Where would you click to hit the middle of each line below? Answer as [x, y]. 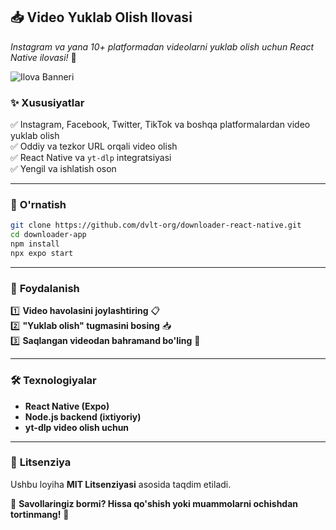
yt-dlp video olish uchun [77, 427]
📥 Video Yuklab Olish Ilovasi [101, 17]
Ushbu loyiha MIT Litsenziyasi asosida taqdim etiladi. [121, 484]
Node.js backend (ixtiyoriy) [83, 416]
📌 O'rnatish [38, 205]
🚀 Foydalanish [45, 288]
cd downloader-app [48, 235]
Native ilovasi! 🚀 [43, 57]
